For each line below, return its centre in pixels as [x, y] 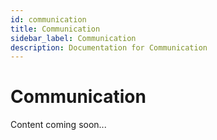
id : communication [48, 19]
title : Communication [55, 29]
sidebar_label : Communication [73, 38]
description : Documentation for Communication [109, 47]
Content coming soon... [58, 125]
